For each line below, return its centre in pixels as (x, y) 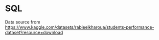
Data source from (23, 22)
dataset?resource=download (34, 32)
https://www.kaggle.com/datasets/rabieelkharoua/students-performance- (79, 27)
